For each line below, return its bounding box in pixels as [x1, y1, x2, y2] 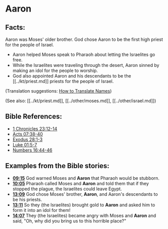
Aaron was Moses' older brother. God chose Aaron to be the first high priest [5, 36, 163, 42]
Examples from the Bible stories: [5, 162, 109, 170]
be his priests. [12, 196, 42, 202]
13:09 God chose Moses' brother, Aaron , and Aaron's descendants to [12, 191, 158, 197]
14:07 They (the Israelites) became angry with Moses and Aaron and [12, 212, 156, 218]
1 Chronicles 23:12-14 [12, 125, 58, 131]
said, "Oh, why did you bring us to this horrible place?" [12, 217, 127, 224]
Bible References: [5, 112, 62, 121]
